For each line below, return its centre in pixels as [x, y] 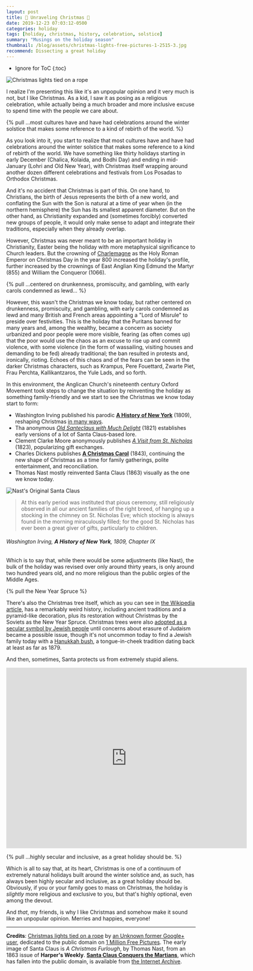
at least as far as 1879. [34, 647]
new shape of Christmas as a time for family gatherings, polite [92, 460]
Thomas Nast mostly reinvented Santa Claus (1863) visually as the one [102, 473]
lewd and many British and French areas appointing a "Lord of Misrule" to [97, 315]
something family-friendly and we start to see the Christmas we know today [100, 397]
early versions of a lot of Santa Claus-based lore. [76, 434]
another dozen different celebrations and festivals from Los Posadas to [94, 172]
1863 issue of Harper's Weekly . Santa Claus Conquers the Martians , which [101, 955]
